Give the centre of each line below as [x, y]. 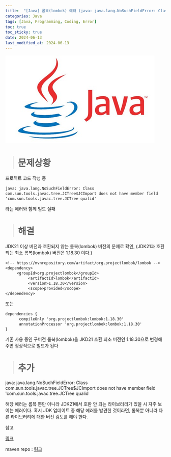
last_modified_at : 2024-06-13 [37, 43]
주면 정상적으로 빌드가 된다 [32, 345]
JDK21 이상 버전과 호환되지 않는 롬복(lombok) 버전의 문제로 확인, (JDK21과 [80, 246]
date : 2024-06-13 [24, 38]
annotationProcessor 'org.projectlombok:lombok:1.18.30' [80, 324]
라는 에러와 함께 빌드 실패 [31, 208]
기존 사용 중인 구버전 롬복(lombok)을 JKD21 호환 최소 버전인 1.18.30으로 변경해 [84, 339]
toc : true [16, 27]
